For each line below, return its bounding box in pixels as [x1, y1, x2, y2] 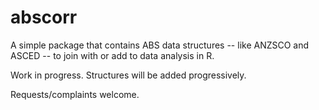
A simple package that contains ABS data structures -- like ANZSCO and [10, 39, 310, 51]
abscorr [10, 6, 78, 29]
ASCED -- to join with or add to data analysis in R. [10, 49, 215, 61]
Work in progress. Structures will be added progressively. [10, 69, 247, 81]
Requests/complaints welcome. [10, 88, 140, 100]
